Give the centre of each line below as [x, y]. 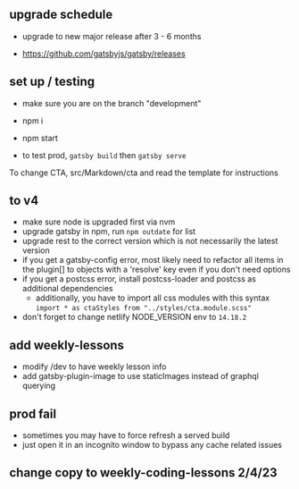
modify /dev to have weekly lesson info [94, 367]
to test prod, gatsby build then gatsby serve [104, 155]
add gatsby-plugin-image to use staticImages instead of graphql [140, 376]
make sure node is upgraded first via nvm [99, 222]
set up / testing [52, 82]
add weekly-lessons [67, 345]
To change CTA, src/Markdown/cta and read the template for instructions [144, 173]
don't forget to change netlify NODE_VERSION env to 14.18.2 [134, 317]
